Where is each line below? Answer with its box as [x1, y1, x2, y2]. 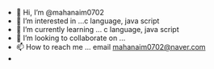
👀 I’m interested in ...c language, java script [15, 16, 160, 26]
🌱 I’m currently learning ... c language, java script [15, 25, 179, 34]
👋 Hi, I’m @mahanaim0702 [15, 8, 105, 17]
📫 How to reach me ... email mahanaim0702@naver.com [15, 43, 206, 51]
